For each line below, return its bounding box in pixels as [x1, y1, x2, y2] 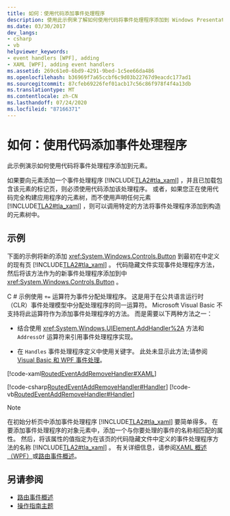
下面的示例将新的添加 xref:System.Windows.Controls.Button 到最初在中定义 [7, 252, 220, 260]
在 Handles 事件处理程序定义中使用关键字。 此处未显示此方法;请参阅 [16, 347, 207, 355]
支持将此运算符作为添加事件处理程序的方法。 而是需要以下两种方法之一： [7, 309, 213, 318]
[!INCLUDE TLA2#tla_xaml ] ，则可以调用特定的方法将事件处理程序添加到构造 [7, 202, 221, 210]
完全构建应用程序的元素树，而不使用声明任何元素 [12, 193, 151, 201]
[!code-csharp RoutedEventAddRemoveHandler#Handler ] [7, 382, 168, 391]
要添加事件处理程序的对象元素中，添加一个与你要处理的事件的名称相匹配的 [7, 426, 217, 434]
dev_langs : [7, 29, 38, 36]
